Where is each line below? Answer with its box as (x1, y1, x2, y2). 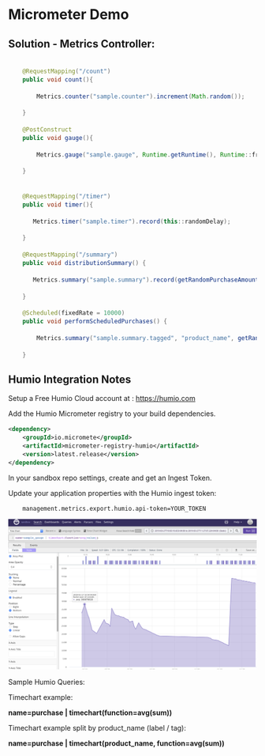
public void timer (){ (22, 200, 93, 209)
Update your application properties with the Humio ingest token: (8, 488, 217, 497)
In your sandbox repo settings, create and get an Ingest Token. (8, 473, 212, 482)
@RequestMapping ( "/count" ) (22, 67, 111, 75)
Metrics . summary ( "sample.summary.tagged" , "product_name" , (36, 334, 235, 342)
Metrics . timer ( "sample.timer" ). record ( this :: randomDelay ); (32, 217, 231, 225)
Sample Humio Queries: (8, 678, 85, 687)
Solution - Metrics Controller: (8, 37, 155, 51)
